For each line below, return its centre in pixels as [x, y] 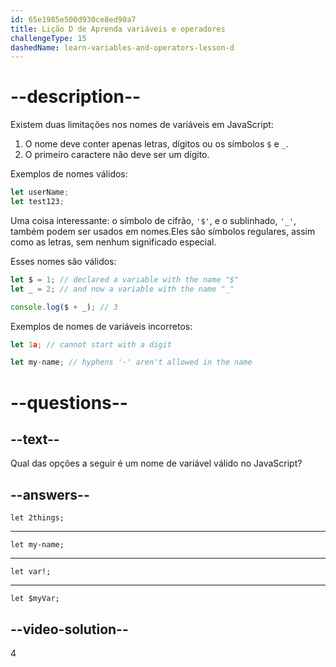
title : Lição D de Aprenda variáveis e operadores [118, 29]
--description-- [76, 97]
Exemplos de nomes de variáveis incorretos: [101, 326]
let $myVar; [35, 599]
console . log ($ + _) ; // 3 [64, 307]
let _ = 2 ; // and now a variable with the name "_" [122, 289]
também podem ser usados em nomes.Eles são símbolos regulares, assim [163, 231]
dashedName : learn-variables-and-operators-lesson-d [122, 47]
